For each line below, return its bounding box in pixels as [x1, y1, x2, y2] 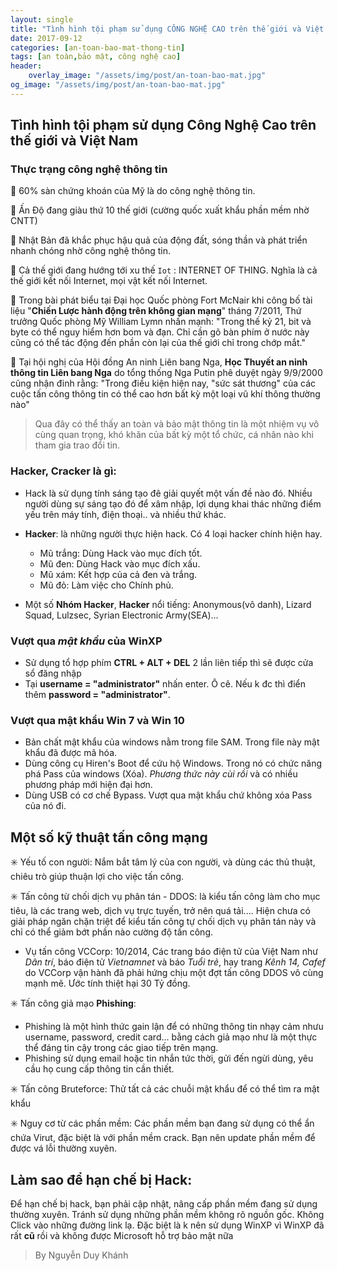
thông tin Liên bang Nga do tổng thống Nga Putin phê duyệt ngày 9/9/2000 [10, 367, 323, 379]
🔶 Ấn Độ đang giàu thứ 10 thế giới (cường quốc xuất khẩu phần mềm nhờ [10, 204, 310, 216]
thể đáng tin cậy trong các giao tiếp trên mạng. [24, 1042, 219, 1054]
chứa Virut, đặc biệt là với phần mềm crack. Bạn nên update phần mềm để [10, 1132, 316, 1144]
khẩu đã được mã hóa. [24, 747, 118, 759]
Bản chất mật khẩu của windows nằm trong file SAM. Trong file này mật [24, 736, 320, 748]
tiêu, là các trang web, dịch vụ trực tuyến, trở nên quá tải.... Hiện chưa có [10, 905, 311, 917]
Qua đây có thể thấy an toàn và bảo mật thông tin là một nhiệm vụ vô [34, 418, 320, 430]
